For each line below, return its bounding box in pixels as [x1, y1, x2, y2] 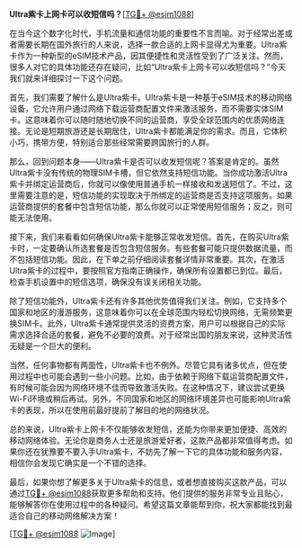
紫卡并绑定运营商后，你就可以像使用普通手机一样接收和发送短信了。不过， [9, 179, 285, 189]
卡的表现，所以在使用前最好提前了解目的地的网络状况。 [9, 405, 214, 415]
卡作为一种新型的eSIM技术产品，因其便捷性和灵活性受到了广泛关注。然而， [9, 50, 289, 61]
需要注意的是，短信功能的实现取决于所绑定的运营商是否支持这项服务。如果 [16, 190, 293, 201]
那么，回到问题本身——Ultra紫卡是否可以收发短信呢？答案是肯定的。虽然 [9, 157, 280, 166]
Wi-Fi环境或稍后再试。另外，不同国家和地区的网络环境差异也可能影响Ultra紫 [9, 393, 292, 404]
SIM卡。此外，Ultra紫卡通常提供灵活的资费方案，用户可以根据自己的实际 [16, 319, 286, 328]
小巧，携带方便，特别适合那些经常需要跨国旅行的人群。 [9, 137, 214, 148]
